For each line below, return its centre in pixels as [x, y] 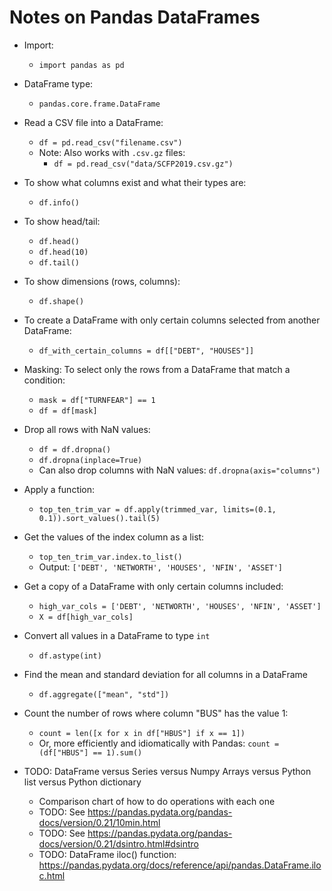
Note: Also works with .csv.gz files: [112, 152]
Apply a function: [59, 489]
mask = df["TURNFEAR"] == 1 [97, 400]
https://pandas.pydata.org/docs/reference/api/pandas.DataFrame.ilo [180, 865]
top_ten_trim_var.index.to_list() [110, 557]
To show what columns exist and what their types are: [135, 182]
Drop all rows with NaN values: [87, 429]
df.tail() [59, 262]
